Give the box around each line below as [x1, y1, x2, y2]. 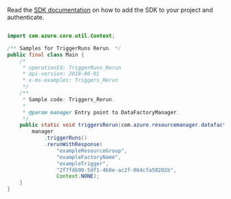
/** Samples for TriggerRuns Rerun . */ [7, 45, 122, 52]
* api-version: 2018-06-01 [22, 70, 100, 78]
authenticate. [7, 13, 45, 21]
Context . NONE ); [56, 173, 100, 180]
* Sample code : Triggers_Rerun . [22, 96, 115, 103]
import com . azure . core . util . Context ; [7, 32, 115, 39]
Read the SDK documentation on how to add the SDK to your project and [7, 6, 213, 14]
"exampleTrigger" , [56, 160, 109, 167]
